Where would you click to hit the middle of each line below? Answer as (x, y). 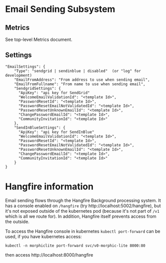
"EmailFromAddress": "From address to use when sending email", (82, 80)
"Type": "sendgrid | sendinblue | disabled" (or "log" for (78, 71)
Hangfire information (49, 187)
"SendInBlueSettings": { (40, 128)
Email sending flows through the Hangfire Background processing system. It (83, 200)
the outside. (17, 221)
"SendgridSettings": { (38, 88)
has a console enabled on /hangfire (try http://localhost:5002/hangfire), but (83, 206)
